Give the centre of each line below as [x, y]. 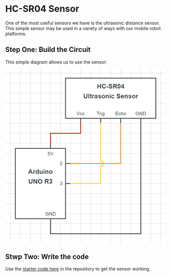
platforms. [16, 34]
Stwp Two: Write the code [47, 256]
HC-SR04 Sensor [42, 9]
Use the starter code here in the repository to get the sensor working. [78, 269]
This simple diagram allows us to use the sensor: [56, 62]
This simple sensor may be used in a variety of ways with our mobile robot [83, 28]
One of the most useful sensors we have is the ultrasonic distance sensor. [82, 23]
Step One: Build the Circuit [48, 50]
